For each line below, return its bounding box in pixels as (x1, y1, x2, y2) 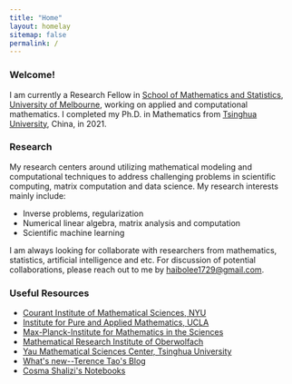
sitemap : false (9, 30, 67, 39)
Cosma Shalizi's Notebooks (22, 365, 126, 377)
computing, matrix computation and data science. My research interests (9, 181, 279, 192)
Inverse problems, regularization (22, 208, 144, 219)
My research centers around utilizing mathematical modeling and (9, 161, 252, 172)
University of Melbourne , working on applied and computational (9, 99, 248, 110)
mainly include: (9, 190, 66, 201)
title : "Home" (9, 13, 63, 23)
